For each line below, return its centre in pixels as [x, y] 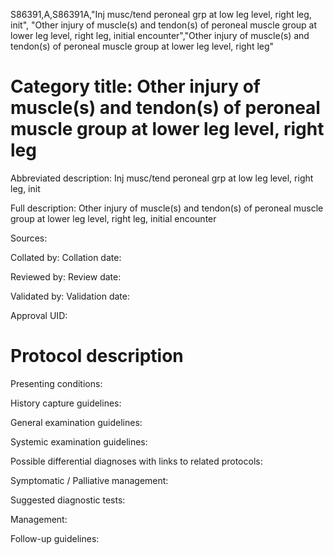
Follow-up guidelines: [55, 538]
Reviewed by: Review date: [66, 276]
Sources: [29, 238]
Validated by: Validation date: [70, 296]
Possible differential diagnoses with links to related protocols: [136, 461]
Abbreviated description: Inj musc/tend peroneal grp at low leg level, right [162, 178]
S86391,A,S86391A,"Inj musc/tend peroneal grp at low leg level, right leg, [161, 14]
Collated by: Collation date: [66, 257]
